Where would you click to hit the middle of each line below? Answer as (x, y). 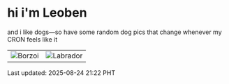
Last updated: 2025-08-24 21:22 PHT (61, 73)
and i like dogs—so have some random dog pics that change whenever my (114, 32)
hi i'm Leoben (47, 13)
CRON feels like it (32, 39)
